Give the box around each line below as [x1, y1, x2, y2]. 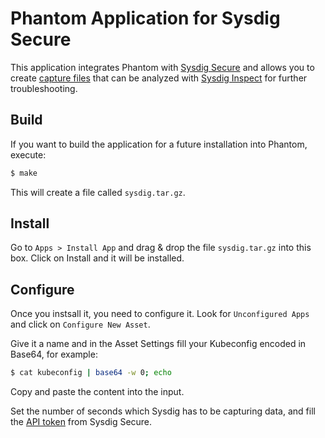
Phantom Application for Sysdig [10, 7, 281, 30]
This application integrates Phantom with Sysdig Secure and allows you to [10, 61, 315, 73]
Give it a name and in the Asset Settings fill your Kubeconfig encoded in [10, 338, 307, 350]
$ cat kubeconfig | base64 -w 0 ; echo [10, 368, 172, 378]
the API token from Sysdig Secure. [10, 416, 153, 428]
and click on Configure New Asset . [10, 318, 151, 331]
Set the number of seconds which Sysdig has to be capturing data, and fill [10, 405, 316, 417]
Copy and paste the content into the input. [10, 386, 185, 398]
